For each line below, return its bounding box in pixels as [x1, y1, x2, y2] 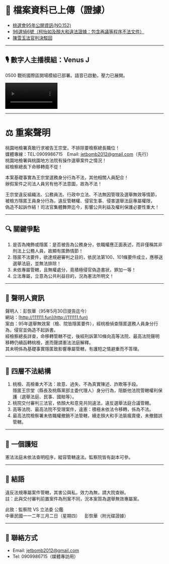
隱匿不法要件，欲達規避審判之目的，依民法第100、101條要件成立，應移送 [12, 254, 163, 260]
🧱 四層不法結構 [5, 366, 51, 375]
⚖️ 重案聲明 [5, 127, 51, 139]
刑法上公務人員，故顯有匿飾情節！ [12, 247, 83, 254]
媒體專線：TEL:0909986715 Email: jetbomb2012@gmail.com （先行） [5, 151, 151, 157]
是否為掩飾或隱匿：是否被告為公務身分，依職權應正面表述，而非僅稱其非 [12, 241, 162, 247]
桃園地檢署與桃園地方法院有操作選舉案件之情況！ [5, 157, 107, 163]
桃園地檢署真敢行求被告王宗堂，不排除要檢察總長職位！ [5, 145, 120, 151]
